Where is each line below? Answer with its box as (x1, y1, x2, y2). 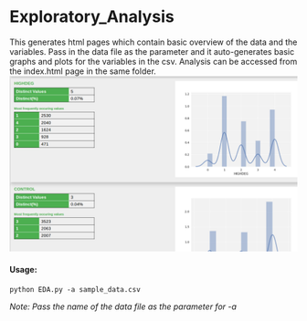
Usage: (9, 264, 38, 274)
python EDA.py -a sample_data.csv (9, 285, 142, 295)
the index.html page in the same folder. (9, 66, 157, 77)
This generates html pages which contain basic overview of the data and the (9, 36, 298, 47)
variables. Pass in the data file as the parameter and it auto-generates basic (9, 46, 295, 57)
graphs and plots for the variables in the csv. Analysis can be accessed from (9, 56, 298, 67)
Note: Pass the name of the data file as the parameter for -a (9, 301, 238, 312)
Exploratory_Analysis (9, 6, 175, 27)
